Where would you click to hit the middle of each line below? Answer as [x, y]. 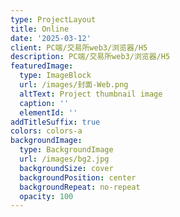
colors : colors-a [46, 131]
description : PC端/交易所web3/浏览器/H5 [90, 57]
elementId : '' [48, 112]
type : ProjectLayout [53, 19]
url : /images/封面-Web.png [74, 85]
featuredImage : [42, 66]
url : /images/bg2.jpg [64, 159]
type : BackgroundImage [66, 150]
